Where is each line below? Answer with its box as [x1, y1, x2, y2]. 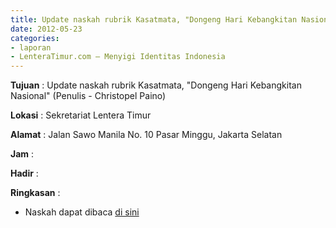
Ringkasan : [10, 187, 61, 199]
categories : [10, 33, 60, 43]
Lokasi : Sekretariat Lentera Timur [10, 109, 152, 121]
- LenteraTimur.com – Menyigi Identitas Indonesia [10, 52, 226, 62]
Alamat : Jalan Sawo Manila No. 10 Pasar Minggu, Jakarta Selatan [10, 129, 283, 141]
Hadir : [10, 167, 39, 180]
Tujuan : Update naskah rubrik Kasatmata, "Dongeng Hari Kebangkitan [10, 79, 302, 91]
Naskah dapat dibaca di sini [24, 206, 140, 218]
